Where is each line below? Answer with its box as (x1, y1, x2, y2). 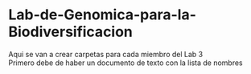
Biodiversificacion (8, 23, 133, 41)
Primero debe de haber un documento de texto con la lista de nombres (8, 58, 243, 68)
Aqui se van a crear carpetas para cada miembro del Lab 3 (8, 49, 204, 59)
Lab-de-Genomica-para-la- (8, 6, 197, 24)
